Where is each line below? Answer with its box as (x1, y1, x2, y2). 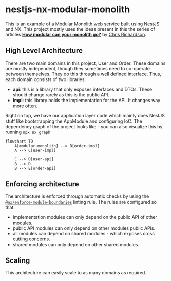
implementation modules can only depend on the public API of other (12, 214, 158, 220)
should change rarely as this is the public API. (12, 91, 109, 98)
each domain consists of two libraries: (5, 76, 86, 83)
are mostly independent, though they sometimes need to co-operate (5, 65, 150, 71)
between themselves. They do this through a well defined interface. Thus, (5, 71, 162, 77)
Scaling (5, 256, 30, 265)
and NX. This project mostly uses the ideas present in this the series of (5, 26, 155, 32)
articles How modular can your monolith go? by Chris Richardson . (5, 31, 146, 37)
